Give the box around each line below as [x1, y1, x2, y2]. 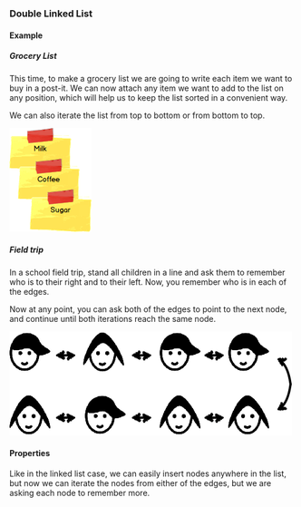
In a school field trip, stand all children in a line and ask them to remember [9, 267, 286, 278]
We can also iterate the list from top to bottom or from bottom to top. [9, 110, 266, 121]
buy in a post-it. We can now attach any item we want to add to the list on [9, 83, 284, 93]
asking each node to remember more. [9, 487, 150, 498]
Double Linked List [9, 7, 93, 20]
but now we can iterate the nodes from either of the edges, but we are [9, 477, 272, 488]
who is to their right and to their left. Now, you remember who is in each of [9, 277, 287, 288]
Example [9, 30, 44, 41]
